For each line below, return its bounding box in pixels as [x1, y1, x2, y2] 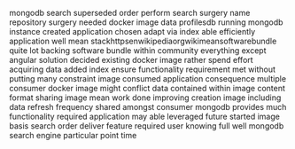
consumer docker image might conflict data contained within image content [9, 83, 286, 93]
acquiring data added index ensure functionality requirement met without [9, 64, 276, 74]
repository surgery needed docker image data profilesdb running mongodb [9, 17, 283, 27]
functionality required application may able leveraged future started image [9, 111, 281, 122]
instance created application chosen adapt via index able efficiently [9, 27, 256, 36]
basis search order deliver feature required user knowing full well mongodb [9, 121, 284, 131]
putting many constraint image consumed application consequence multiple [9, 74, 286, 83]
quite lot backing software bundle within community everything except [9, 45, 268, 56]
